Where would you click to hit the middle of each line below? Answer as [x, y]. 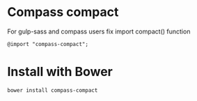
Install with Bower [60, 72]
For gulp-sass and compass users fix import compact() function [99, 31]
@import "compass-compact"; [48, 44]
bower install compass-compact [53, 90]
